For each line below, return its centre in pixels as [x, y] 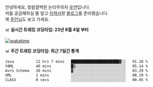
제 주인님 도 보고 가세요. [27, 19]
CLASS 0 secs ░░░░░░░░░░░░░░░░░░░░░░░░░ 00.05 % [76, 80]
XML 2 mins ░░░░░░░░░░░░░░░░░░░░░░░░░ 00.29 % [76, 75]
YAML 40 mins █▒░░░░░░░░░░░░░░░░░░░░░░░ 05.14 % [76, 66]
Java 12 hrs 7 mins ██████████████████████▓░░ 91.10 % [76, 62]
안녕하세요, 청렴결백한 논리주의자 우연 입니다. [48, 7]
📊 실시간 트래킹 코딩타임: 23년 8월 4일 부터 [47, 30]
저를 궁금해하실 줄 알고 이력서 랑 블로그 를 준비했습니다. [57, 13]
